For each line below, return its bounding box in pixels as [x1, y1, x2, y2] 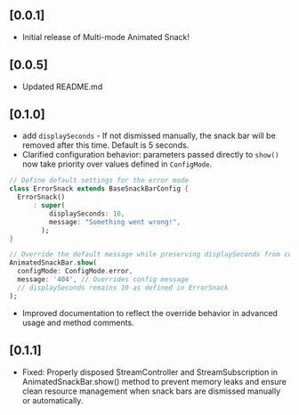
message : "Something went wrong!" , [48, 217, 181, 226]
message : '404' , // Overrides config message [17, 275, 190, 284]
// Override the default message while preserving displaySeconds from [9, 250, 280, 259]
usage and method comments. [21, 317, 135, 328]
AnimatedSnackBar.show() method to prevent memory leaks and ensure [21, 376, 287, 387]
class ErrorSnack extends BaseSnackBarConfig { [9, 184, 190, 193]
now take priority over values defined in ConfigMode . [21, 159, 213, 169]
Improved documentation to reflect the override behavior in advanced [21, 307, 279, 318]
